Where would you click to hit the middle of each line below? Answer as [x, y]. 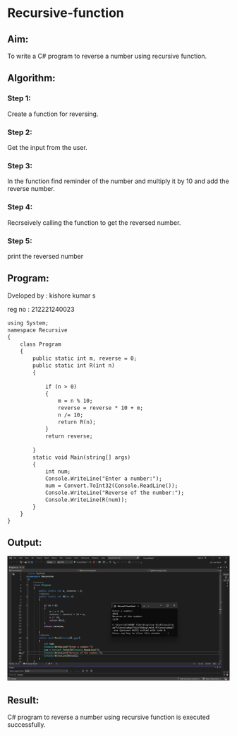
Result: [23, 700]
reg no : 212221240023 [41, 309]
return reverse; [69, 436]
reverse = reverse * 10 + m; [100, 408]
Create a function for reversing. [53, 114]
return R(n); [77, 422]
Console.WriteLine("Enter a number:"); [103, 479]
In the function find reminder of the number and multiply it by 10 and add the [118, 181]
